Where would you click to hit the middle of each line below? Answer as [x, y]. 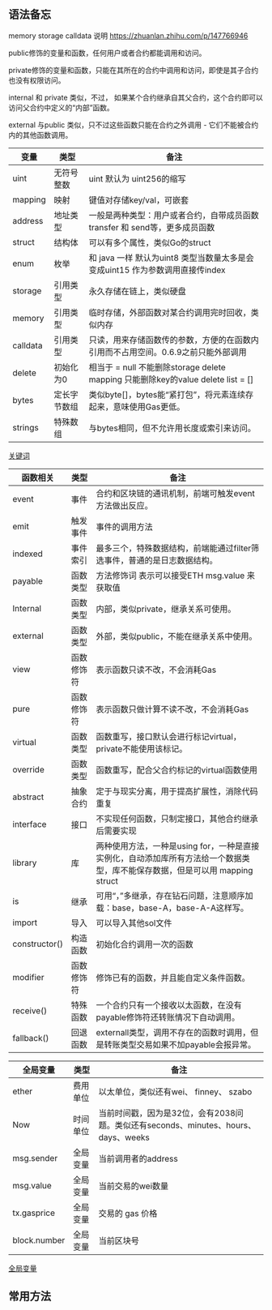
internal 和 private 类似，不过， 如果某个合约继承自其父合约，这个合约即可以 [136, 97]
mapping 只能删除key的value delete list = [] [171, 379]
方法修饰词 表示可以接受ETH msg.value [170, 576]
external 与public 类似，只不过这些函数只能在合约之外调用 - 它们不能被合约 [134, 125]
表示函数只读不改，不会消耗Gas [156, 670]
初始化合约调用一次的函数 [145, 944]
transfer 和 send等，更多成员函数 [152, 227]
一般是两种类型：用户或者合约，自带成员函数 [174, 215]
